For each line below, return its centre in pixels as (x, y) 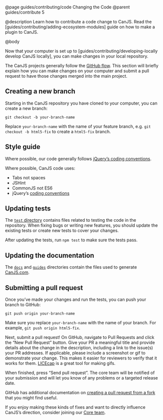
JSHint (19, 183)
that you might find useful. (31, 398)
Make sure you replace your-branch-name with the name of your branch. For (81, 323)
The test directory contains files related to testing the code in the (71, 220)
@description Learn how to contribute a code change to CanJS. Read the (78, 22)
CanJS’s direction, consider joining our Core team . (55, 413)
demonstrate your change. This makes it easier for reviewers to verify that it (81, 358)
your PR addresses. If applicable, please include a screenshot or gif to (75, 353)
